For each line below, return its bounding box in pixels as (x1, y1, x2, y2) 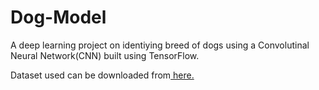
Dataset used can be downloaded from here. (10, 69, 195, 81)
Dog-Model (10, 6, 107, 29)
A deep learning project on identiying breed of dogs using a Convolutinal (10, 39, 310, 51)
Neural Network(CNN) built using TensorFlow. (10, 49, 200, 61)
